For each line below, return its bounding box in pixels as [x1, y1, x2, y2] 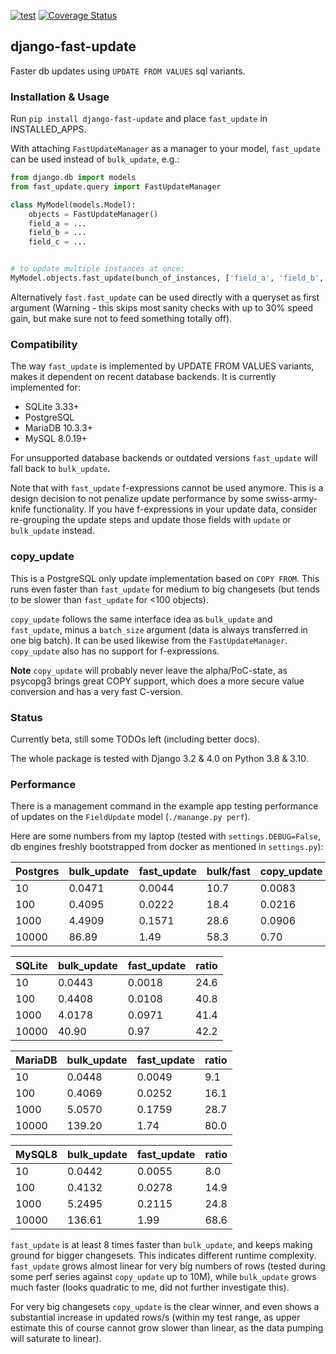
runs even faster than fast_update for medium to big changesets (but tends [10, 583, 320, 595]
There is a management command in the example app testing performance [10, 800, 319, 812]
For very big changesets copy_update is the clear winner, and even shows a [10, 1301, 320, 1313]
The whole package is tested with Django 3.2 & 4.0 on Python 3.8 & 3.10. [10, 752, 309, 764]
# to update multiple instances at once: [10, 264, 186, 274]
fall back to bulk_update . [10, 463, 111, 475]
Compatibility [10, 337, 78, 351]
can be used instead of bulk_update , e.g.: [10, 153, 180, 165]
